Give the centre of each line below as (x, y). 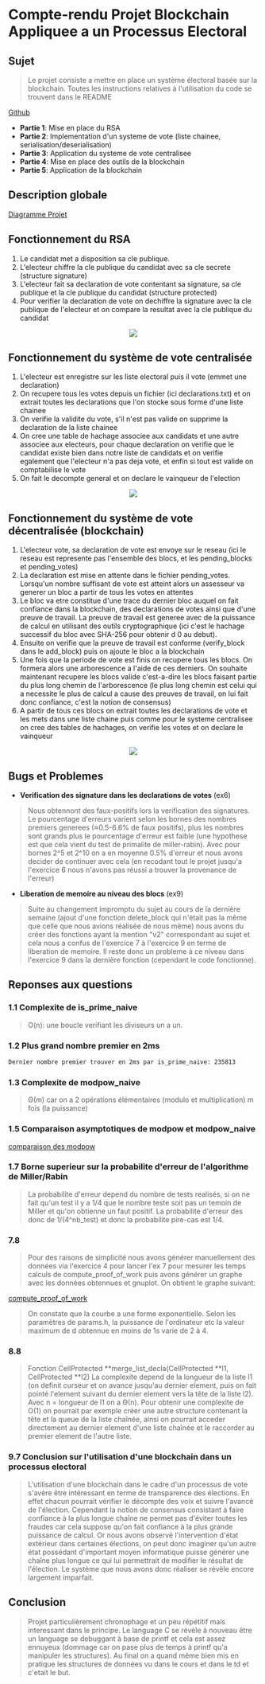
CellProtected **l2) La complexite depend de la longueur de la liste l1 (140, 1377)
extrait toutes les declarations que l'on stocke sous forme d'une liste (131, 402)
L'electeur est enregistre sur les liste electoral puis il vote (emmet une (133, 377)
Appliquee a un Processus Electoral (128, 31)
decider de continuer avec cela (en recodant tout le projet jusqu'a (135, 862)
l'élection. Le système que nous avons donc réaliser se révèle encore (141, 1569)
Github (19, 112)
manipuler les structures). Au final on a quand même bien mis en (133, 1655)
